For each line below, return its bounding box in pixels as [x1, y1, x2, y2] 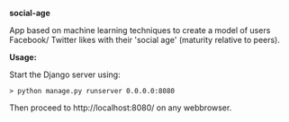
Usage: [9, 52, 38, 62]
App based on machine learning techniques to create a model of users [9, 25, 271, 35]
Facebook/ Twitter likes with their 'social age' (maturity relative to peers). [9, 35, 281, 45]
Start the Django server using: [9, 69, 121, 80]
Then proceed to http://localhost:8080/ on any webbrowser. [9, 102, 232, 113]
